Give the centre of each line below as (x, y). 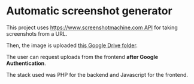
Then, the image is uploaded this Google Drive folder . (72, 45)
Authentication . (26, 63)
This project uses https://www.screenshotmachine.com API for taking (92, 27)
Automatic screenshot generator (89, 11)
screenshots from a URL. (37, 33)
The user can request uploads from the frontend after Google (82, 57)
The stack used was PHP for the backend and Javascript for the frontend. (97, 74)
